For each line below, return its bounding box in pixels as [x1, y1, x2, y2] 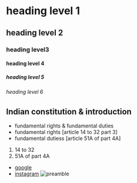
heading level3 [6, 45, 49, 54]
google [14, 164, 32, 171]
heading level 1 [6, 4, 81, 18]
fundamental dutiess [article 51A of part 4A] [14, 135, 121, 142]
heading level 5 [6, 73, 45, 80]
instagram [14, 170, 39, 178]
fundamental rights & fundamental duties [14, 122, 113, 129]
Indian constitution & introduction [6, 106, 132, 116]
